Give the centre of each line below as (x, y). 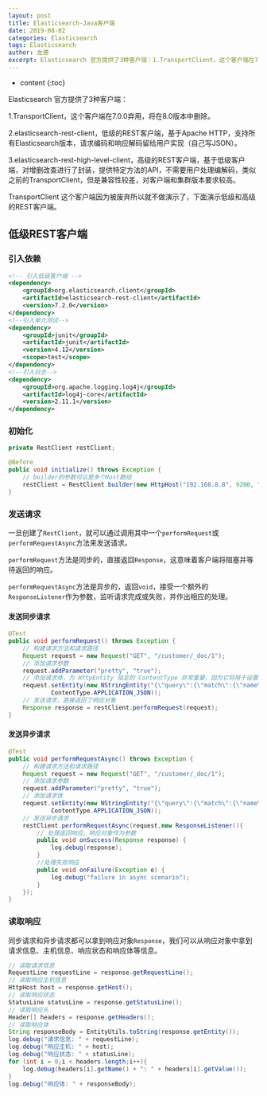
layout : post (30, 16)
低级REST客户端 (48, 235)
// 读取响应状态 (31, 995)
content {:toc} (43, 82)
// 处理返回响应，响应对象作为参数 (87, 833)
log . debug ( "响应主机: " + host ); (61, 1047)
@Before (21, 463)
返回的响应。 (36, 570)
